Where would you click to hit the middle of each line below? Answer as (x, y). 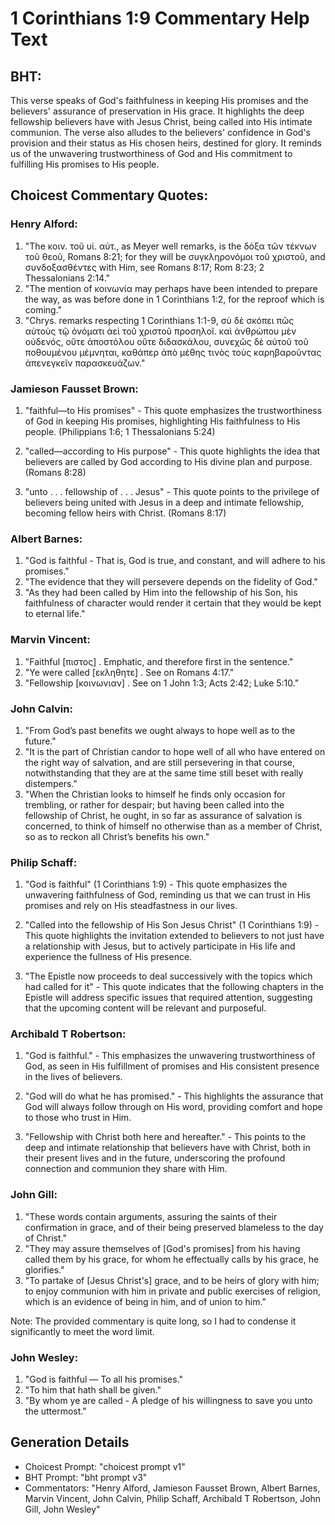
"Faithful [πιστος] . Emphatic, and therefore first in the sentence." (159, 661)
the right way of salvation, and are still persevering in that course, (160, 762)
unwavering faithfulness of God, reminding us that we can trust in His (167, 895)
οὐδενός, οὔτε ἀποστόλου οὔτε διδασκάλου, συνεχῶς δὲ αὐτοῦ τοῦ (166, 341)
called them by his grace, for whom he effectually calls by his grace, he (172, 1259)
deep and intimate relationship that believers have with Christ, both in (167, 1148)
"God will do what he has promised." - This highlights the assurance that (174, 1096)
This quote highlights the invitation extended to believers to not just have (174, 936)
